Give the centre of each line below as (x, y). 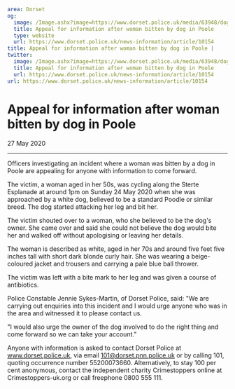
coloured (20, 264)
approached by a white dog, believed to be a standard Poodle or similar (110, 200)
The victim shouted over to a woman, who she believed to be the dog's (109, 221)
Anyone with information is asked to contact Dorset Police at (94, 348)
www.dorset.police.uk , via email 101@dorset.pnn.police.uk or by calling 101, (116, 355)
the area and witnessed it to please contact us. (74, 313)
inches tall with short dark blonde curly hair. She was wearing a (99, 257)
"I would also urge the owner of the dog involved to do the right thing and (113, 327)
